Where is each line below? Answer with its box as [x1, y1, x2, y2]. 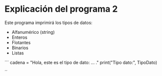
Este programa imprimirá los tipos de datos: [4, 20, 93, 25]
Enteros [11, 34, 27, 40]
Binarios [11, 45, 29, 51]
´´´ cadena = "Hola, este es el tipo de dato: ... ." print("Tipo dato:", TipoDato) [4, 59, 158, 65]
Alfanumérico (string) [11, 29, 55, 35]
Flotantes [11, 39, 31, 45]
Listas [11, 50, 24, 56]
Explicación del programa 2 [4, 3, 118, 15]
